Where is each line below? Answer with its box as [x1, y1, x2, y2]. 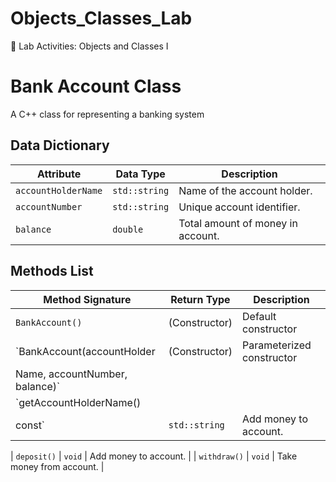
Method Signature [43, 292, 132, 306]
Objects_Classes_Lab [10, 7, 193, 30]
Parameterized [242, 338, 312, 352]
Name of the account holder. [178, 183, 313, 197]
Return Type [170, 292, 231, 306]
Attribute [36, 167, 82, 181]
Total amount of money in [178, 216, 298, 230]
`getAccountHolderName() [15, 395, 142, 409]
